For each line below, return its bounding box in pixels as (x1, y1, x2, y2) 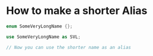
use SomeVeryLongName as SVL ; (6, 34, 81, 40)
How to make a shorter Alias (6, 4, 148, 17)
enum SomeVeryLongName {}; (6, 23, 73, 29)
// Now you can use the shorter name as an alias (6, 44, 132, 50)
